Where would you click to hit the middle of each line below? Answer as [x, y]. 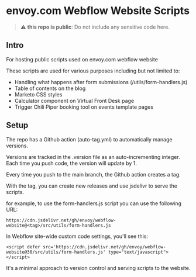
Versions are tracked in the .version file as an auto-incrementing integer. [93, 157]
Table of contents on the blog [50, 88]
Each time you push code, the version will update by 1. [72, 163]
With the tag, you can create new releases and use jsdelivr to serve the [92, 186]
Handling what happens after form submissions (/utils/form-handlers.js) [101, 82]
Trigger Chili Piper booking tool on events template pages [84, 107]
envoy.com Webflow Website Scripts [98, 11]
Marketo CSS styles [38, 94]
